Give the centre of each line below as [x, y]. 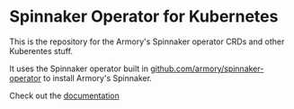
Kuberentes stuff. [41, 50]
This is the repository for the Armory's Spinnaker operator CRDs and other [147, 41]
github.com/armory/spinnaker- [207, 68]
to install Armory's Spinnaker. [98, 77]
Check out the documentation [64, 95]
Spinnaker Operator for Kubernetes [144, 17]
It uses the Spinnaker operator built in [79, 68]
